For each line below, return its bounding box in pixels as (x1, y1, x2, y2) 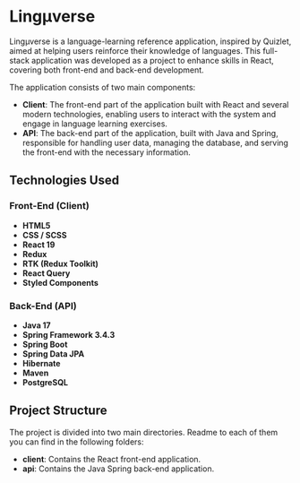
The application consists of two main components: (9, 82, 196, 92)
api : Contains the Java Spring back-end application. (21, 463, 215, 474)
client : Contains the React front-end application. (21, 453, 201, 464)
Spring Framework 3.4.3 (21, 329, 116, 340)
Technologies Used (9, 173, 119, 188)
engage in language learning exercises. (21, 118, 168, 129)
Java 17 (21, 320, 51, 331)
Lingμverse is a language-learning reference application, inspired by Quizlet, (9, 36, 292, 47)
